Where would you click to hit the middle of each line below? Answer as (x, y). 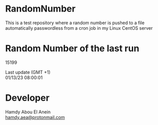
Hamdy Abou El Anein (28, 112)
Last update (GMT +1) (28, 72)
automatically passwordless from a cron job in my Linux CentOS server (79, 28)
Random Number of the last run (72, 49)
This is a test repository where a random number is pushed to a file (75, 23)
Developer (27, 98)
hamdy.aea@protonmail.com (35, 117)
